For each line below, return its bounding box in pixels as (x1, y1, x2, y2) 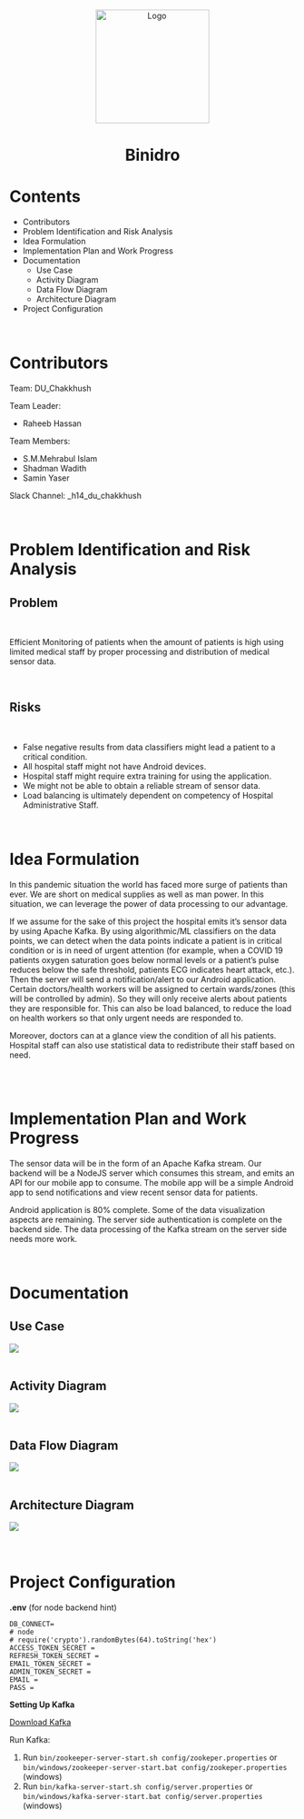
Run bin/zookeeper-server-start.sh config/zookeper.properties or (22, 1752, 278, 1763)
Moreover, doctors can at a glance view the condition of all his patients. (9, 1029, 277, 1040)
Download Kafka (9, 1717, 72, 1728)
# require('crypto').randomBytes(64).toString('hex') (9, 1635, 218, 1645)
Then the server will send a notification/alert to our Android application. (9, 973, 277, 985)
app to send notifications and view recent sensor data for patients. (9, 1187, 259, 1198)
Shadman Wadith (22, 463, 87, 474)
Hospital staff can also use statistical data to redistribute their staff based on (9, 1039, 295, 1050)
